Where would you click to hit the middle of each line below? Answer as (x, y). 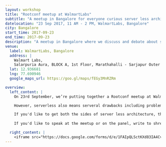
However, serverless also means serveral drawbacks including (79, 106)
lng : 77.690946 (25, 74)
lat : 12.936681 (25, 70)
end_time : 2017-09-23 (27, 37)
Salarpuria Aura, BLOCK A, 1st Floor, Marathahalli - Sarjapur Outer (87, 65)
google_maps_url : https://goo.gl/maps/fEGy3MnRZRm (63, 78)
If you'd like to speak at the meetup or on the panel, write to (83, 124)
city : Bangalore (22, 28)
